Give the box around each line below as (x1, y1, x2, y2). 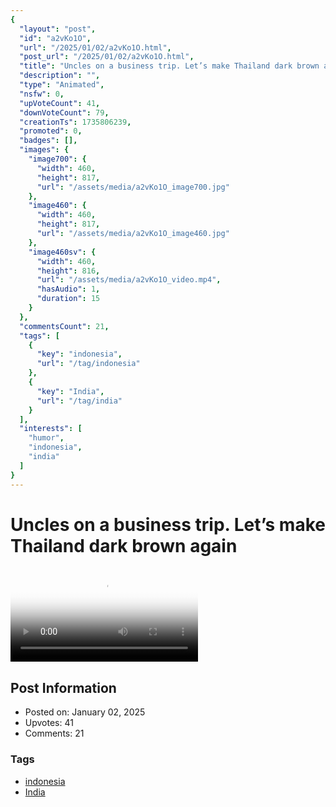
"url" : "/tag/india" (36, 396, 123, 406)
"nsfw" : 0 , (19, 89, 65, 99)
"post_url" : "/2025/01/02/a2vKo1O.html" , (19, 52, 195, 62)
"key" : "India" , (36, 386, 105, 396)
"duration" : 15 (36, 294, 101, 304)
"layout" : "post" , (19, 24, 97, 34)
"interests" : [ (19, 424, 83, 434)
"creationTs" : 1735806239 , (19, 117, 132, 127)
